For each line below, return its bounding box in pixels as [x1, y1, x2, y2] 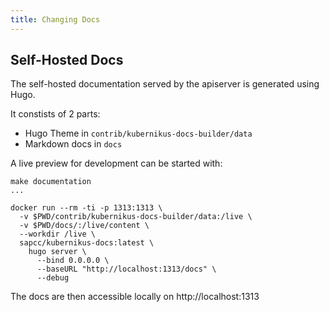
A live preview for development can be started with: [10, 157, 223, 170]
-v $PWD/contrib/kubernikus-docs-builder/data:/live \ [19, 212, 253, 222]
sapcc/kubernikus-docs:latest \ [19, 238, 155, 248]
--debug [36, 273, 70, 283]
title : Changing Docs [10, 14, 101, 25]
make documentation [10, 177, 92, 187]
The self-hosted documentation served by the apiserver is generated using [10, 78, 320, 90]
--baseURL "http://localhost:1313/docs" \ [36, 264, 217, 275]
